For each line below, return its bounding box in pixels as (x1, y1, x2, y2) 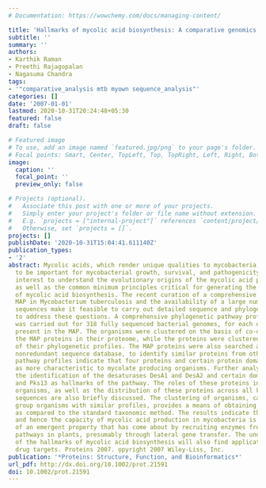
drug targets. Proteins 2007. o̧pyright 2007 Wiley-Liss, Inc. (15, 445, 225, 453)
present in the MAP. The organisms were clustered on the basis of (15, 327, 243, 336)
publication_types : (8, 247, 73, 255)
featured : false (8, 114, 62, 123)
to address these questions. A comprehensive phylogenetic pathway (15, 313, 243, 321)
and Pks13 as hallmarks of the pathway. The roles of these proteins (15, 379, 249, 387)
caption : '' (15, 166, 55, 174)
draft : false (8, 122, 51, 130)
